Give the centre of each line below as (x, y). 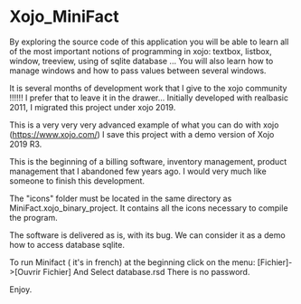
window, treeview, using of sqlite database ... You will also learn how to (141, 61)
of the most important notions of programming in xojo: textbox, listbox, (141, 51)
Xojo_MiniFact (64, 17)
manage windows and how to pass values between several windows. (138, 71)
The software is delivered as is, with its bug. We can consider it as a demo (148, 235)
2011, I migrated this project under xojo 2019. (93, 107)
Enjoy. (21, 289)
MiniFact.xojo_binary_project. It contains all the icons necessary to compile (149, 208)
